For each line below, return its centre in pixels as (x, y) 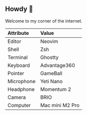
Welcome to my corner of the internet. (44, 21)
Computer (19, 105)
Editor (14, 41)
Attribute (18, 33)
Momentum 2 (56, 89)
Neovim (49, 41)
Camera (17, 97)
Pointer (16, 73)
